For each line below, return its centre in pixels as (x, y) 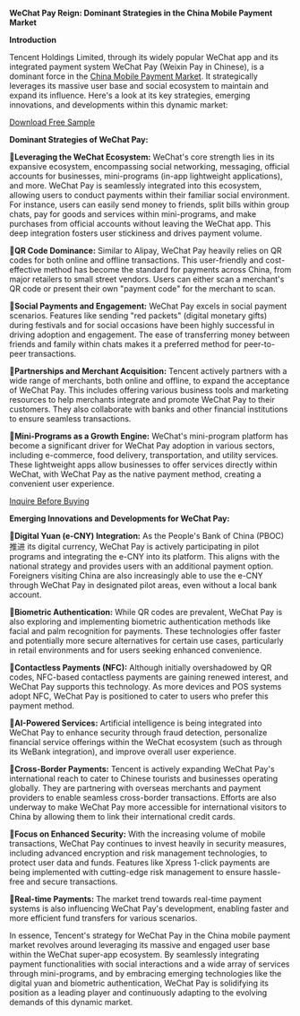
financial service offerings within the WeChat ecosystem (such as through (146, 742)
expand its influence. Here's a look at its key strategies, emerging (130, 95)
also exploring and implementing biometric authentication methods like (140, 621)
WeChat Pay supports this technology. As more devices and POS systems (146, 686)
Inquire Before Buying (49, 501)
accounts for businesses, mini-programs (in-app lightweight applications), (146, 176)
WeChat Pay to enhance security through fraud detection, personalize (138, 733)
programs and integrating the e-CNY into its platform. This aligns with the (145, 556)
